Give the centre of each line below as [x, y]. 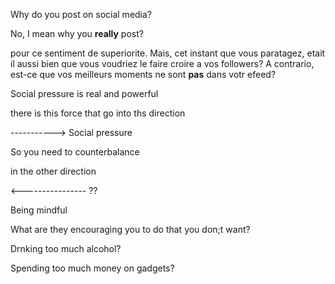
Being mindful [39, 210]
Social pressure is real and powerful [84, 93]
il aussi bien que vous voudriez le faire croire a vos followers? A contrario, [162, 63]
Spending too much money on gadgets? [92, 268]
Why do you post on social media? [81, 14]
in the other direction [53, 171]
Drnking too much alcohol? [66, 248]
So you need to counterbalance [75, 152]
